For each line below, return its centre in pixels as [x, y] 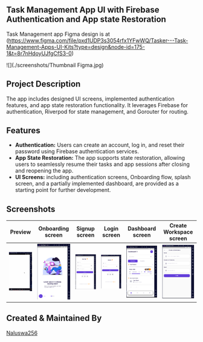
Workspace [178, 232]
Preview [21, 232]
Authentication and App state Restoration [86, 20]
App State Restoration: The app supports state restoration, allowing [100, 158]
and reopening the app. [44, 171]
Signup [85, 229]
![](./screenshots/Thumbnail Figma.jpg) [55, 65]
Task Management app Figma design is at [58, 34]
